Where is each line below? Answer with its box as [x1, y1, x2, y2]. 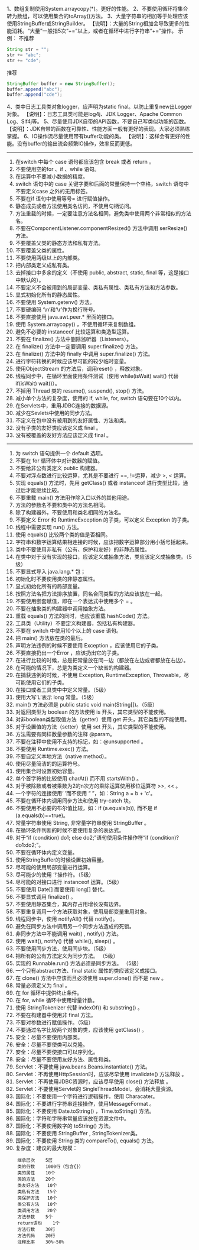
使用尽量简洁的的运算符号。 [15, 760, 83, 768]
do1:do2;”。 [15, 841, 44, 849]
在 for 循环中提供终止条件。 [15, 989, 83, 996]
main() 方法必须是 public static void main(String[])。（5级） [15, 701, 158, 708]
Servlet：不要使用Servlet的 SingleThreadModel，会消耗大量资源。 [15, 1086, 177, 1093]
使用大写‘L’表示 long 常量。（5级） [15, 694, 97, 701]
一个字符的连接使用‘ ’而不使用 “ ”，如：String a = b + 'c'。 [15, 790, 156, 797]
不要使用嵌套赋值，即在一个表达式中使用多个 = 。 [15, 598, 136, 605]
